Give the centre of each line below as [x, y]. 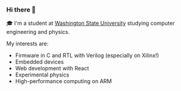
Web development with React [52, 69]
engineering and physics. [38, 32]
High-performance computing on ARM [63, 81]
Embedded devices [39, 62]
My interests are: [27, 44]
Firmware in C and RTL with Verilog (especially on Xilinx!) [87, 56]
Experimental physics [42, 75]
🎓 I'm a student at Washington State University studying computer [90, 23]
